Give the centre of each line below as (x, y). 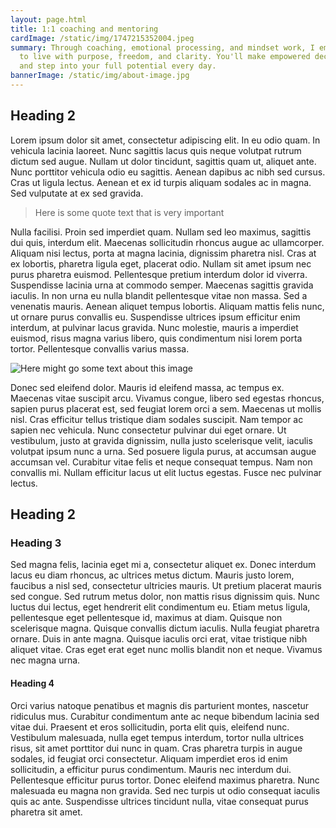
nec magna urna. (45, 660)
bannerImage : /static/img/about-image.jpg (100, 76)
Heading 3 (36, 543)
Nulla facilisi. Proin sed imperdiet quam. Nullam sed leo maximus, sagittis (161, 232)
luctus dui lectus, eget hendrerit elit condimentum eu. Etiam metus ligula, (160, 607)
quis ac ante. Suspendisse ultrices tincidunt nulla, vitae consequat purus (159, 801)
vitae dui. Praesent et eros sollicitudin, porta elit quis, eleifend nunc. (150, 727)
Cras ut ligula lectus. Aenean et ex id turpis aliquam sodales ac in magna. (161, 182)
